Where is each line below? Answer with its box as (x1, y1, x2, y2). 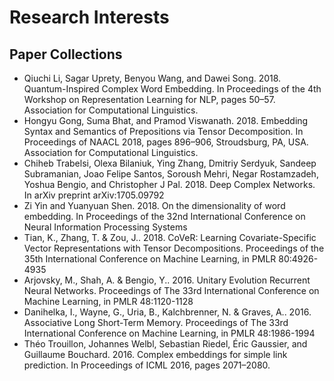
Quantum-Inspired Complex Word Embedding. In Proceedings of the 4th (23, 83, 322, 95)
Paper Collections (9, 46, 123, 63)
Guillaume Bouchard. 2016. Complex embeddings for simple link (23, 349, 288, 360)
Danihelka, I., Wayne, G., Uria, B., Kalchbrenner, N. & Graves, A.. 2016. (23, 306, 312, 318)
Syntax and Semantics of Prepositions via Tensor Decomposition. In (23, 126, 304, 137)
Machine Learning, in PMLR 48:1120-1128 (23, 296, 194, 307)
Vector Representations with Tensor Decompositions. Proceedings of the (23, 242, 325, 254)
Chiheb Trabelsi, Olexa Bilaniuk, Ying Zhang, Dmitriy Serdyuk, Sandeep (23, 157, 317, 169)
